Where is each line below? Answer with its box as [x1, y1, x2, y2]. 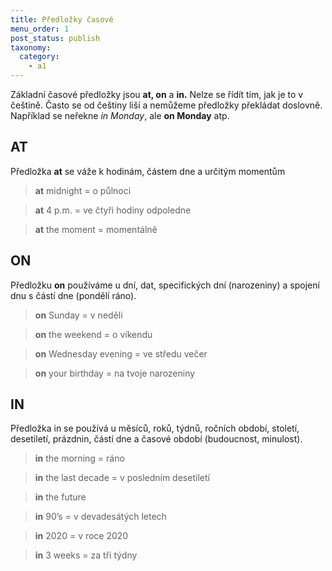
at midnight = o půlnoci [34, 184, 132, 196]
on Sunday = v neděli [34, 309, 123, 321]
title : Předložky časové [10, 14, 114, 25]
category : [19, 52, 60, 62]
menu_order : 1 [10, 24, 70, 34]
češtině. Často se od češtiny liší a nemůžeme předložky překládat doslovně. [10, 99, 323, 111]
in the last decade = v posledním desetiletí [34, 472, 210, 484]
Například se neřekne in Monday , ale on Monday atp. [10, 110, 230, 121]
